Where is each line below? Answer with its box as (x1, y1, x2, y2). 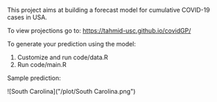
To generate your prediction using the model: (7, 40, 137, 48)
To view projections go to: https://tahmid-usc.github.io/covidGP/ (7, 27, 191, 34)
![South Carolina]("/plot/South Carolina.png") (7, 88, 136, 95)
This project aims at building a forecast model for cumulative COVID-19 (7, 6, 210, 14)
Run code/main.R (17, 61, 67, 68)
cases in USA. (7, 13, 47, 21)
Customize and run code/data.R (17, 53, 109, 61)
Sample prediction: (7, 74, 61, 82)
